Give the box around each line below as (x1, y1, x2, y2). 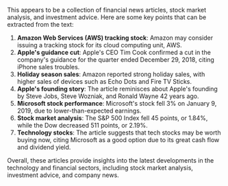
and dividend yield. (16, 143, 71, 151)
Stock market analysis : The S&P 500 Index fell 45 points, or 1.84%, (16, 114, 208, 122)
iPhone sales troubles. (16, 63, 80, 71)
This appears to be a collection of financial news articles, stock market (7, 6, 207, 14)
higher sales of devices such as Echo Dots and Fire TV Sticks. (16, 78, 192, 85)
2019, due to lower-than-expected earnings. (16, 106, 142, 115)
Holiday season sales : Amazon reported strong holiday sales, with (16, 70, 205, 78)
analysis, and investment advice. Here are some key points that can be (7, 13, 207, 21)
